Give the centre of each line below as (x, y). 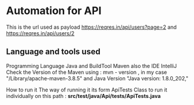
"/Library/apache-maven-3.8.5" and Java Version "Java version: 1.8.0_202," (97, 78)
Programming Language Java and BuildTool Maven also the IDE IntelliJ (92, 66)
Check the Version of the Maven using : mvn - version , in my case (87, 72)
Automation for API (54, 11)
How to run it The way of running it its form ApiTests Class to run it (87, 90)
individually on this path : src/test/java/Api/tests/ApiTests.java (83, 96)
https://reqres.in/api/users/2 (40, 33)
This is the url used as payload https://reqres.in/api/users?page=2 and (91, 27)
